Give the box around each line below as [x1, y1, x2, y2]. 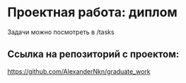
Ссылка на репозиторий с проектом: [7, 48, 180, 60]
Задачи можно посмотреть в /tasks [7, 28, 115, 36]
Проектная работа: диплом [7, 4, 178, 21]
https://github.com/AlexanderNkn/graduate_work [7, 67, 151, 75]
